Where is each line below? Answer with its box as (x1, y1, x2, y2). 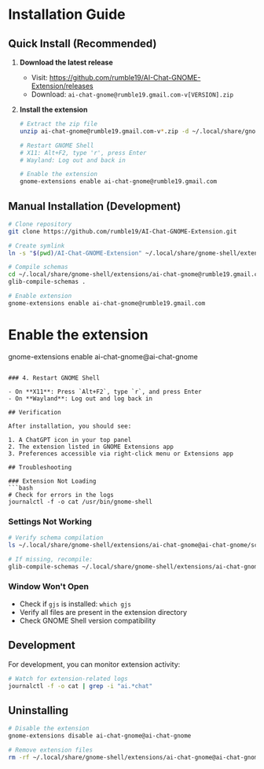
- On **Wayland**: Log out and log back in (8, 395, 153, 403)
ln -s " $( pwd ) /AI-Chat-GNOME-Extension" (8, 249, 143, 257)
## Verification (8, 408, 61, 416)
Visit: (31, 73, 49, 82)
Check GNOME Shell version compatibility (19, 616, 156, 625)
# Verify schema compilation (8, 534, 104, 542)
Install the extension (19, 105, 88, 114)
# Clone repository (8, 220, 72, 228)
